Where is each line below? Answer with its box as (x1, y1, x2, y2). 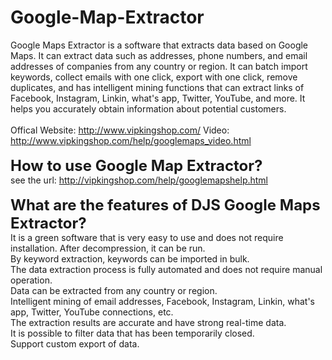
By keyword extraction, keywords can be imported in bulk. (10, 252, 250, 265)
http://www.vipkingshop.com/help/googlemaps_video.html (10, 134, 252, 146)
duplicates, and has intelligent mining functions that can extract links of (10, 81, 305, 93)
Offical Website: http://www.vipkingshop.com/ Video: (10, 124, 230, 136)
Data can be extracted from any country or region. (10, 284, 218, 296)
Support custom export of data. (10, 337, 140, 350)
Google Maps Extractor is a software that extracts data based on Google (10, 39, 309, 51)
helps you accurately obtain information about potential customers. (10, 102, 287, 115)
